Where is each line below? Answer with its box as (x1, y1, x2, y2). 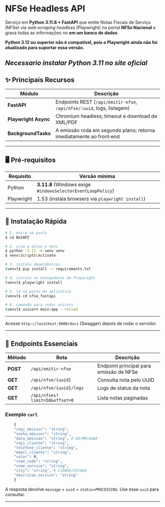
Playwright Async (7, 116, 50, 123)
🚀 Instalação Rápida (5, 217, 67, 226)
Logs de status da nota (97, 384, 150, 391)
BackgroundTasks (7, 130, 51, 137)
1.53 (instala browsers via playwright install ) (36, 195, 146, 202)
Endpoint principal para (97, 362, 151, 369)
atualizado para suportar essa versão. (5, 44, 84, 50)
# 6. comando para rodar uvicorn (5, 302, 74, 307)
